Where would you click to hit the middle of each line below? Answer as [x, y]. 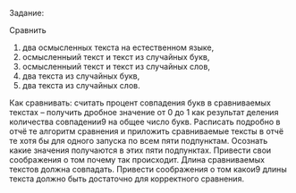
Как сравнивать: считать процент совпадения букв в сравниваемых [140, 103]
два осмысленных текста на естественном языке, [118, 47]
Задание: [27, 13]
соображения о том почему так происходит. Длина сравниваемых [137, 159]
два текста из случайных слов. [81, 85]
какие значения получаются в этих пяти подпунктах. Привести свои [140, 150]
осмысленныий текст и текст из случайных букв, [116, 57]
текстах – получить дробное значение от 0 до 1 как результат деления [144, 112]
